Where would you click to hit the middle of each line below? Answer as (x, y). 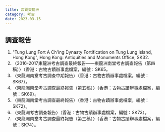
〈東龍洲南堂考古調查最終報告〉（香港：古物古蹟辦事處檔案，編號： (81, 100)
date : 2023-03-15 (23, 19)
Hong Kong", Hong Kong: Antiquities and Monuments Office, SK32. (81, 58)
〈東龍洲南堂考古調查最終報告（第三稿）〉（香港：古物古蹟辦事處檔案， (84, 119)
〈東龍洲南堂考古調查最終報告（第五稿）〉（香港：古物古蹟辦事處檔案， (84, 88)
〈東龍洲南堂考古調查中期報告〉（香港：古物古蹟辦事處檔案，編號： (81, 76)
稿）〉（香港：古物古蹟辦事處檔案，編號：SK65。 (61, 69)
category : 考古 (20, 14)
